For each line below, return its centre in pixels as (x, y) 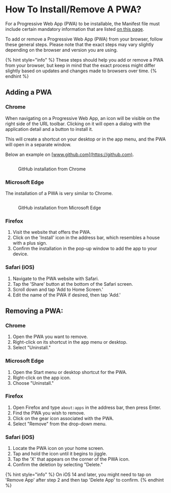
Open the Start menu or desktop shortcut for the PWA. (70, 372)
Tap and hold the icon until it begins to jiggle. (60, 454)
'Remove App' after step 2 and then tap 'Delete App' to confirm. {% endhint (85, 480)
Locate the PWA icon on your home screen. (58, 448)
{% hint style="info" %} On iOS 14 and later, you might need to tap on (78, 475)
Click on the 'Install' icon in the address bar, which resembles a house (86, 238)
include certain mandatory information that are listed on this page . (75, 29)
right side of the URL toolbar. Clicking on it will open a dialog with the (78, 124)
